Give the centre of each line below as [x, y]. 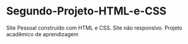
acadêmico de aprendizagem [42, 34]
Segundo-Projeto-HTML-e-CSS [86, 11]
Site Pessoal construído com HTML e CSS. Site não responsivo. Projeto [94, 28]
